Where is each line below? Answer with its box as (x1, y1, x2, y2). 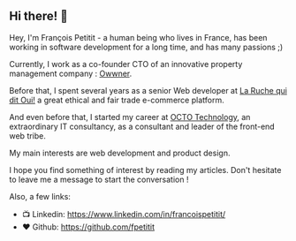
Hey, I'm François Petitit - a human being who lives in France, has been (9, 32, 268, 42)
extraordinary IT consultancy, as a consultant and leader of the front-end (9, 121, 276, 132)
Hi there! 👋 (9, 9, 69, 24)
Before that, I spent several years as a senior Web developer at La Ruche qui (9, 85, 287, 95)
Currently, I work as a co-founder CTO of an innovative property (9, 58, 243, 69)
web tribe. (9, 130, 47, 141)
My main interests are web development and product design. (9, 147, 231, 158)
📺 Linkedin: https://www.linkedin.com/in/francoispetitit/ (21, 208, 226, 219)
